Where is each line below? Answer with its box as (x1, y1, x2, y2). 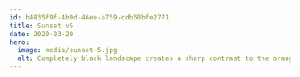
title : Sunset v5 (9, 21, 74, 30)
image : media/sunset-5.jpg (17, 46, 118, 55)
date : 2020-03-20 (9, 29, 74, 38)
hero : (9, 37, 29, 47)
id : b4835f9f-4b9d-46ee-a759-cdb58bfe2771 (9, 12, 170, 22)
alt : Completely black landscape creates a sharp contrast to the (17, 54, 270, 63)
